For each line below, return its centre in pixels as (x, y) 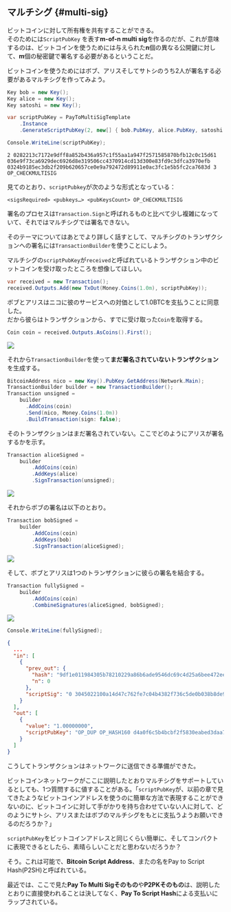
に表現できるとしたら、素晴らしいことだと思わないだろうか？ (94, 847)
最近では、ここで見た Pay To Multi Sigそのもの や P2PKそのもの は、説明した (114, 884)
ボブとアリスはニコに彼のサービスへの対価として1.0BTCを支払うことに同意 (113, 302)
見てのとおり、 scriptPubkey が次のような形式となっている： (92, 187)
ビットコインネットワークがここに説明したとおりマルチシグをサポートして (112, 781)
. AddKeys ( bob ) (52, 540)
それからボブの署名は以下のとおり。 (58, 507)
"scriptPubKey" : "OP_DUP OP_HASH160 (78, 733)
